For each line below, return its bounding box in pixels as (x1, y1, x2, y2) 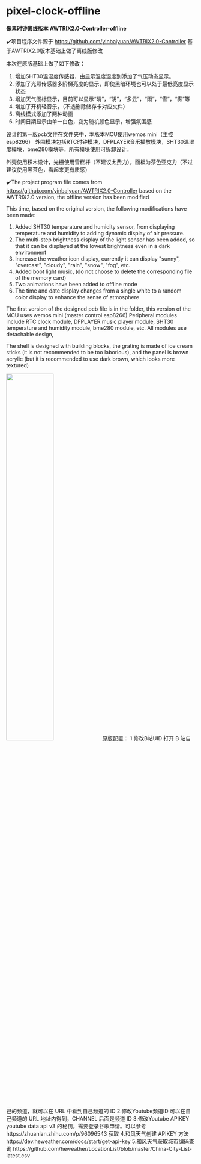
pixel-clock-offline (6, 4, 101, 18)
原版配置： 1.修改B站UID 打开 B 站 (101, 734, 186, 741)
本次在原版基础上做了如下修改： (6, 60, 85, 67)
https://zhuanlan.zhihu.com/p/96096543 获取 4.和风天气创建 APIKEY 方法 (6, 1130, 189, 1137)
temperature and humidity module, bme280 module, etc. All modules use (6, 324, 187, 332)
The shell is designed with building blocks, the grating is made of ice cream (6, 342, 193, 350)
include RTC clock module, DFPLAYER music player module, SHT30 (6, 318, 174, 325)
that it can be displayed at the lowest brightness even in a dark (14, 242, 170, 249)
